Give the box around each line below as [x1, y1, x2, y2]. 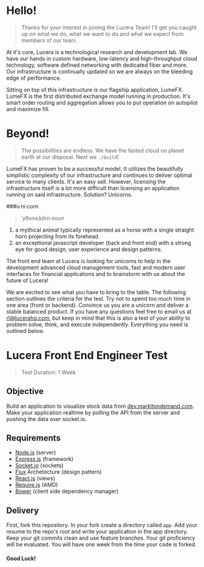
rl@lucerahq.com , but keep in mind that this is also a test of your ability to [6, 314, 191, 321]
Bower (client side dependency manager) [15, 487, 119, 495]
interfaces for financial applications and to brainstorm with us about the [6, 270, 185, 277]
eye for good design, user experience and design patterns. [15, 246, 163, 253]
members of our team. [21, 36, 78, 44]
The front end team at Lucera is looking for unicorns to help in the [6, 257, 171, 264]
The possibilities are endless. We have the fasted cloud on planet [21, 146, 184, 154]
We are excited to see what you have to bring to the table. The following [6, 288, 186, 295]
